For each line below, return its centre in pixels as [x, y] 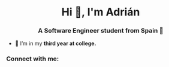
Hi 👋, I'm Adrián [101, 12]
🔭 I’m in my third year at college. [55, 43]
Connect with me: [33, 59]
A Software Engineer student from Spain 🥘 [101, 31]
